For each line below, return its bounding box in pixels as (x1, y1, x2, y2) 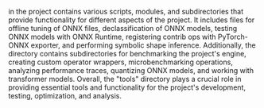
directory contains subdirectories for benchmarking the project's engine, (8, 49, 247, 58)
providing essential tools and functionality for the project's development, (8, 83, 247, 92)
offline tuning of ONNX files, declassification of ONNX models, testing (8, 24, 238, 33)
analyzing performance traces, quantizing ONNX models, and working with (8, 66, 254, 75)
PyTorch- (217, 32, 248, 41)
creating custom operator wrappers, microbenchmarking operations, (8, 57, 233, 67)
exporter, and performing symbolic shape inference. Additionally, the (30, 40, 256, 50)
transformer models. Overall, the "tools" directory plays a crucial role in (8, 75, 242, 83)
